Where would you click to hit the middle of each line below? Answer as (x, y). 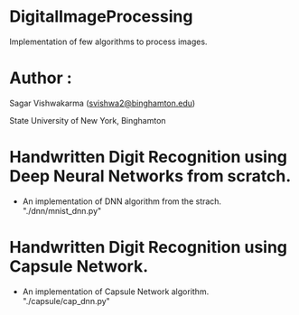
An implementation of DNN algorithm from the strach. (122, 201)
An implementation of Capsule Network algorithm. (116, 292)
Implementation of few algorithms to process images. (108, 42)
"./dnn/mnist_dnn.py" (62, 210)
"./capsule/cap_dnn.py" (66, 301)
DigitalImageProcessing (101, 17)
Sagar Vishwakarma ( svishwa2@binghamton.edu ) (103, 103)
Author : (41, 78)
